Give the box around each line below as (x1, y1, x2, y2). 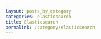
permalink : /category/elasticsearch (5, 24, 95, 30)
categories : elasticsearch (5, 14, 72, 19)
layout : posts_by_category (5, 8, 72, 14)
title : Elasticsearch (5, 19, 59, 25)
